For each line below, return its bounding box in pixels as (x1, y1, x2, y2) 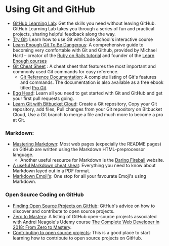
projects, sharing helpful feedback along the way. (12, 31, 116, 37)
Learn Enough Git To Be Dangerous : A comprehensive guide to (12, 41, 144, 47)
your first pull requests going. (12, 95, 74, 102)
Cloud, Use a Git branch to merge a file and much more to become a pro (12, 111, 163, 117)
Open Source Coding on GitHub (5, 191, 84, 198)
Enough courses (12, 58, 47, 64)
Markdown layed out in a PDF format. (12, 168, 91, 174)
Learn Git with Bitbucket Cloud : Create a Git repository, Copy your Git (12, 101, 157, 107)
